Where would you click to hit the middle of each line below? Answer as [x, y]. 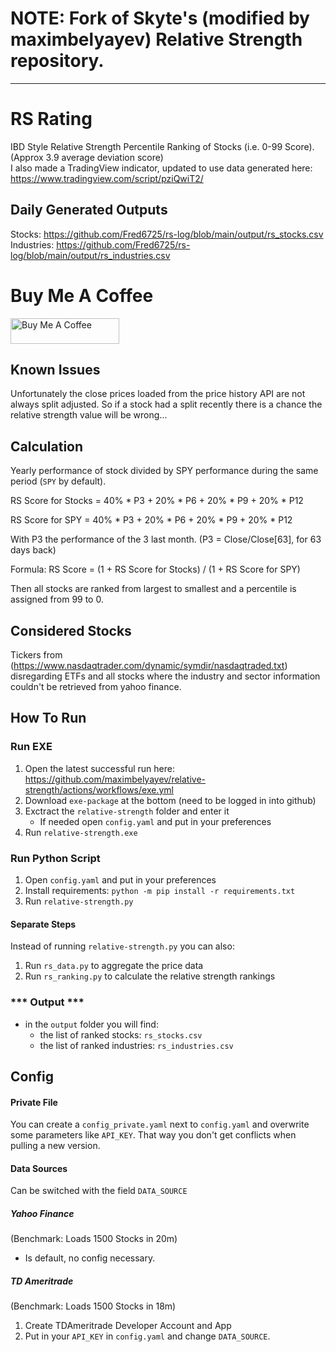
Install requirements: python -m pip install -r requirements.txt [160, 891]
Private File [34, 1102]
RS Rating [51, 119]
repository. [57, 61]
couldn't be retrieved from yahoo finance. [96, 687]
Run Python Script [55, 858]
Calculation [47, 446]
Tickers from [36, 655]
